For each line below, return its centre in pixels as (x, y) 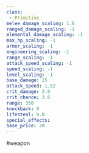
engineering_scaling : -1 (38, 52)
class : (15, 12)
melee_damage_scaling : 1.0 (41, 23)
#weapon (18, 143)
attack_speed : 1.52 (31, 86)
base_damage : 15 (27, 80)
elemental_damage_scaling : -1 (45, 35)
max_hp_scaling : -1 (31, 40)
